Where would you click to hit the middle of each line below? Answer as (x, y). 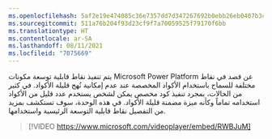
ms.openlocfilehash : (43, 16)
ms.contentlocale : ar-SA (50, 38)
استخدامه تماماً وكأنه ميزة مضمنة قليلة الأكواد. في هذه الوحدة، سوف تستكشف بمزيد (134, 102)
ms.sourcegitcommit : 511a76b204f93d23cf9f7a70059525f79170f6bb (117, 23)
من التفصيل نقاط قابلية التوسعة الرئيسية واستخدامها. (87, 111)
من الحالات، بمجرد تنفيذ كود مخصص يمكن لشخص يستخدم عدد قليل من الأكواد (125, 93)
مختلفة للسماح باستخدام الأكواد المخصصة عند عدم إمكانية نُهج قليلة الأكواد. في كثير (132, 85)
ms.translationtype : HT (49, 31)
